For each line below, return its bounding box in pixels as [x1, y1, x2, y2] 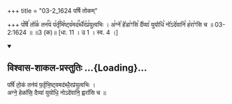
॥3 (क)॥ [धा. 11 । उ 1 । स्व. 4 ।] [33, 28, 119, 36]
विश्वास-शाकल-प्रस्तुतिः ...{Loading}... [7, 62, 147, 74]
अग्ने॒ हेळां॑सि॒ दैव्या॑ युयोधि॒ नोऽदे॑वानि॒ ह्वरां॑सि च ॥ [7, 88, 106, 96]
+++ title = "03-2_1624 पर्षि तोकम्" [7, 7, 98, 15]
